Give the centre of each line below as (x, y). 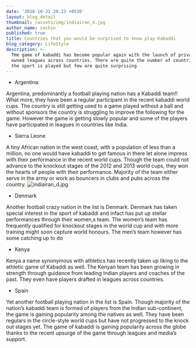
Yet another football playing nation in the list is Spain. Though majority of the (98, 302)
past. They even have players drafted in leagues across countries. (85, 279)
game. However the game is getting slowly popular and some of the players (97, 119)
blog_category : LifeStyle (37, 44)
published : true (26, 33)
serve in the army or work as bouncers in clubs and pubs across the (88, 178)
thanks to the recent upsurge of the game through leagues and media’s (91, 333)
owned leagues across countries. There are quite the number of (91, 60)
